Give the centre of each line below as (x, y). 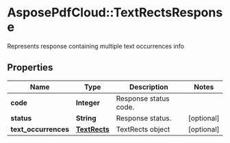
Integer (88, 103)
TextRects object (143, 129)
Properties (30, 67)
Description (149, 87)
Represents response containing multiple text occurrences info (96, 46)
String (86, 118)
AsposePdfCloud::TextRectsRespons (115, 13)
